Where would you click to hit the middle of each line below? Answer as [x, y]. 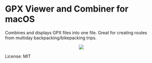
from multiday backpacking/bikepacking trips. [51, 38]
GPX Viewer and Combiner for [67, 9]
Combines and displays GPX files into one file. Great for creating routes [76, 32]
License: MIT [18, 56]
